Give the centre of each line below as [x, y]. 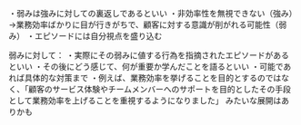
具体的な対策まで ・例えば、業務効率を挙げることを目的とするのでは [153, 78]
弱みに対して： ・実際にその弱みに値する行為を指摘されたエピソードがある [149, 55]
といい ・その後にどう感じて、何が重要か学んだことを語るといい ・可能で [146, 67]
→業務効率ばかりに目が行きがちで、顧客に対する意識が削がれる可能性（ [144, 24]
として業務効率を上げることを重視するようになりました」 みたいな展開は [145, 101]
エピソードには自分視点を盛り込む [98, 36]
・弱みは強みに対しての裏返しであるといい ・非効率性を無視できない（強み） [150, 13]
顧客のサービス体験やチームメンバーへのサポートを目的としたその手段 [160, 89]
